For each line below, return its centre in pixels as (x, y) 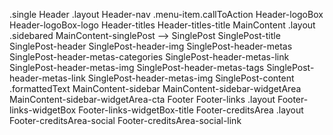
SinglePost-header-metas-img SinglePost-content (191, 78)
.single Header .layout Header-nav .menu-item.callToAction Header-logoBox (166, 14)
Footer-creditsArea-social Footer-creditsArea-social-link (125, 120)
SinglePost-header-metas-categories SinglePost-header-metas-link (149, 57)
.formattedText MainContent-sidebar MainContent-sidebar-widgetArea (155, 88)
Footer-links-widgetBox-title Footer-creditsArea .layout (191, 110)
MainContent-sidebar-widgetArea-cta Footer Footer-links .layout (142, 99)
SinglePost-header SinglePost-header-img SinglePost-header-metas (151, 46)
